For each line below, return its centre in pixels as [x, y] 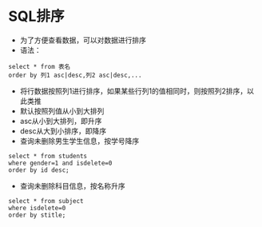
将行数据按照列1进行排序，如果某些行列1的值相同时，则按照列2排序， [133, 91]
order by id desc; [39, 170]
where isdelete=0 [37, 208]
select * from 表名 [40, 66]
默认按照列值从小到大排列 [62, 111]
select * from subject [46, 201]
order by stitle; [37, 215]
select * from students [48, 156]
